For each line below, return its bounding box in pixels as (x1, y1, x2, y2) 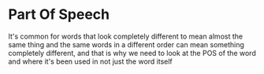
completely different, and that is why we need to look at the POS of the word (8, 48, 256, 57)
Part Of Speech (8, 6, 110, 24)
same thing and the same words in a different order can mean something (8, 39, 244, 49)
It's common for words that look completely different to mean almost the (8, 31, 243, 41)
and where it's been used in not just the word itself (8, 57, 173, 66)
